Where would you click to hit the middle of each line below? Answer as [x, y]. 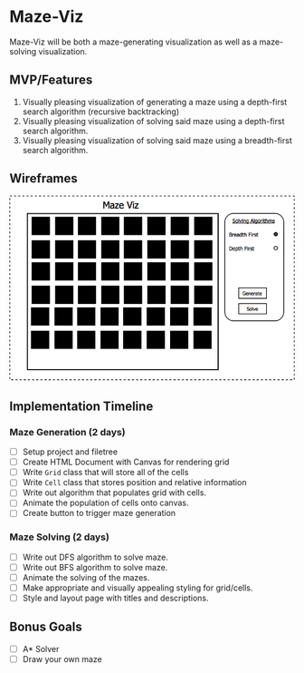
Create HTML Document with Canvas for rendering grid [126, 462]
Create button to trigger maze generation [99, 513]
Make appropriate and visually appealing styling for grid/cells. [138, 588]
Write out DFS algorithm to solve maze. [95, 557]
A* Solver [41, 649]
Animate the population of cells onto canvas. [105, 503]
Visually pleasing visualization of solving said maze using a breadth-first [157, 140]
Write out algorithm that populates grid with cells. [114, 493]
